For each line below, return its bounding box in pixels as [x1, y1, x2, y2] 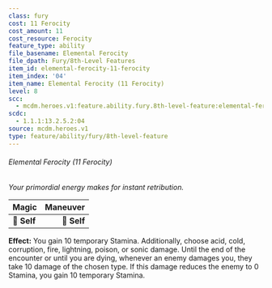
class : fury [8, 11, 49, 20]
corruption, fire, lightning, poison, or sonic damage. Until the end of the [8, 244, 246, 254]
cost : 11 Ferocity [8, 19, 70, 28]
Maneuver [45, 201, 86, 213]
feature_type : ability [8, 42, 85, 50]
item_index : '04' [8, 72, 67, 80]
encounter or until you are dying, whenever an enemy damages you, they [8, 252, 253, 263]
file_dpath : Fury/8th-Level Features [8, 57, 136, 66]
